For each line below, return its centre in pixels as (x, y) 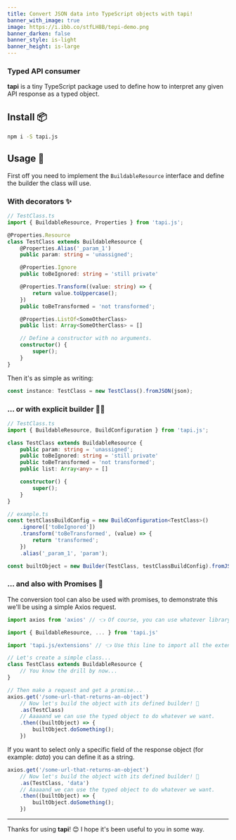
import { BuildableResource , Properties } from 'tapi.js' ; (96, 222)
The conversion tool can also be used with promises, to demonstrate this (112, 599)
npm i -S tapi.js (33, 137)
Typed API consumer (44, 71)
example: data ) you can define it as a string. (71, 757)
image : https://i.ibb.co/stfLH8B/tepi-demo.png (78, 27)
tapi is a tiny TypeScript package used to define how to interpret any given (115, 87)
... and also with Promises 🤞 (55, 584)
